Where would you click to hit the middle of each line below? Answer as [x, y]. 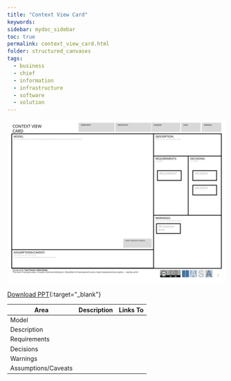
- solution [29, 103]
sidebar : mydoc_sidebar [41, 29]
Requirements [30, 339]
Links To [131, 310]
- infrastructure [38, 88]
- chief [25, 73]
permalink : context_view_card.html [58, 44]
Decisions [24, 349]
